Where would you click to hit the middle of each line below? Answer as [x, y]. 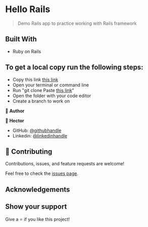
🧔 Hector [15, 120]
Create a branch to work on [41, 101]
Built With [21, 39]
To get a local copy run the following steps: [74, 67]
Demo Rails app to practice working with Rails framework [77, 23]
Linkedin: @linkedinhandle [40, 135]
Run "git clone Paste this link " [43, 90]
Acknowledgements [38, 189]
